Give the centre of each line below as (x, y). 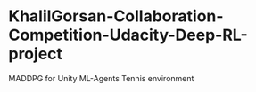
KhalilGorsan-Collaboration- (116, 16)
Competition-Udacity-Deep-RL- (128, 35)
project (36, 54)
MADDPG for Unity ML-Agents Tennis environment (101, 78)
